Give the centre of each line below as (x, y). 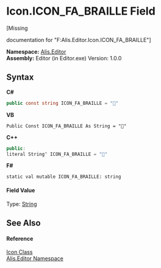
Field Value (21, 190)
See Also (23, 223)
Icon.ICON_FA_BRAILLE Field (81, 11)
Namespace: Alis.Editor (36, 51)
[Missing (17, 28)
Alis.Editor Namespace (35, 259)
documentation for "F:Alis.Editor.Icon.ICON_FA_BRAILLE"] (79, 40)
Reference (20, 238)
